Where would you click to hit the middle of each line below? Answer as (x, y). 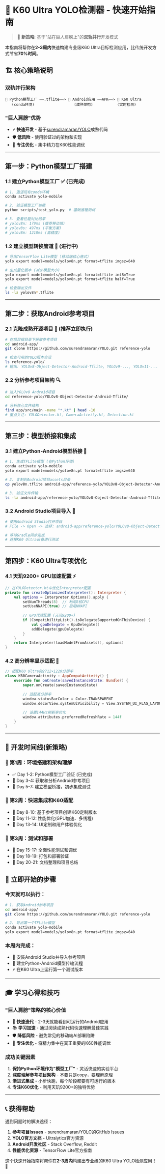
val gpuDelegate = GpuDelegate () (65, 625)
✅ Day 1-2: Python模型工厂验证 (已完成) (52, 774)
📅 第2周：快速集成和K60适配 (39, 801)
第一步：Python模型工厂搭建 (49, 166)
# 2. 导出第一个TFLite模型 (30, 923)
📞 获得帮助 (20, 1109)
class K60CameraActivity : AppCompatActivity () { (57, 676)
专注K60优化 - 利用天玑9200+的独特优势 (54, 1087)
